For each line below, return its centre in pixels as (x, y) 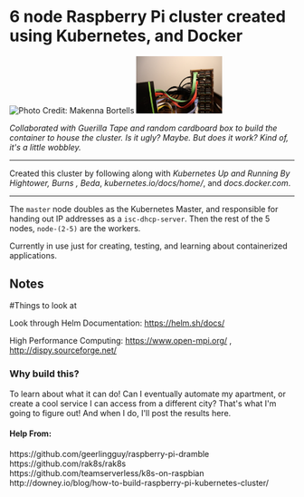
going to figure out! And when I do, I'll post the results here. (120, 413)
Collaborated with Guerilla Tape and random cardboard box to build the (143, 128)
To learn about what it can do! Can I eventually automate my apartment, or (148, 394)
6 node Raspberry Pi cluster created (148, 17)
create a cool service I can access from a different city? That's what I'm (143, 403)
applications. (33, 255)
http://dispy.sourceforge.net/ (63, 350)
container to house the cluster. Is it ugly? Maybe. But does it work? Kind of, (149, 137)
